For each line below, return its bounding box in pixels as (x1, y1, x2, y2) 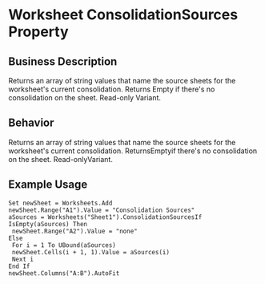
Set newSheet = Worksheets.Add (8, 199, 113, 207)
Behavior (8, 116, 54, 130)
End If (8, 262, 30, 270)
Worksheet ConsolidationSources (8, 6, 239, 24)
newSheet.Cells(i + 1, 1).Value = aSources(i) (11, 248, 171, 256)
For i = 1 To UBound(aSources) (11, 241, 116, 250)
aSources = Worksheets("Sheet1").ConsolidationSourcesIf (8, 213, 203, 221)
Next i (11, 255, 34, 263)
